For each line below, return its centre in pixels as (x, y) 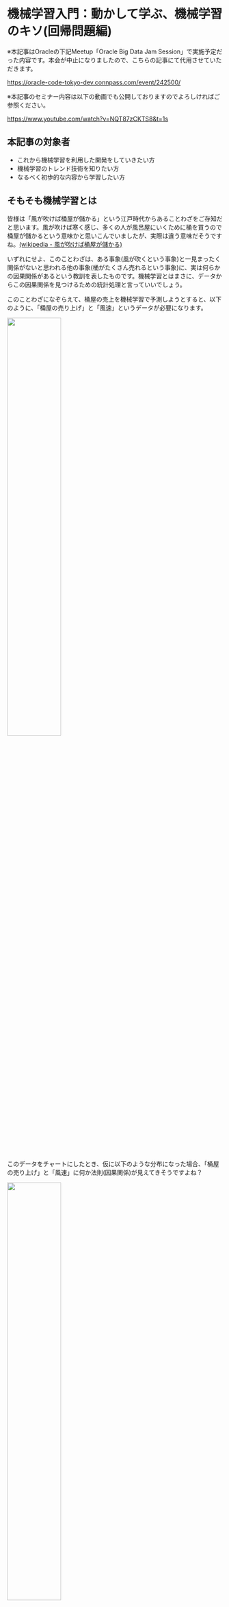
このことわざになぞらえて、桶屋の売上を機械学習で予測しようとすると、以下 (114, 299)
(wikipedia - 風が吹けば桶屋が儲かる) (71, 244)
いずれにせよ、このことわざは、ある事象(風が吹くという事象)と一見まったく (114, 258)
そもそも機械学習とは (52, 201)
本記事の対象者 (39, 142)
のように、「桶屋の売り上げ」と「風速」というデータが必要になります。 (107, 307)
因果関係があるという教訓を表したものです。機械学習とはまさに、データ (114, 276)
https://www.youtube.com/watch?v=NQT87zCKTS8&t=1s (88, 119)
